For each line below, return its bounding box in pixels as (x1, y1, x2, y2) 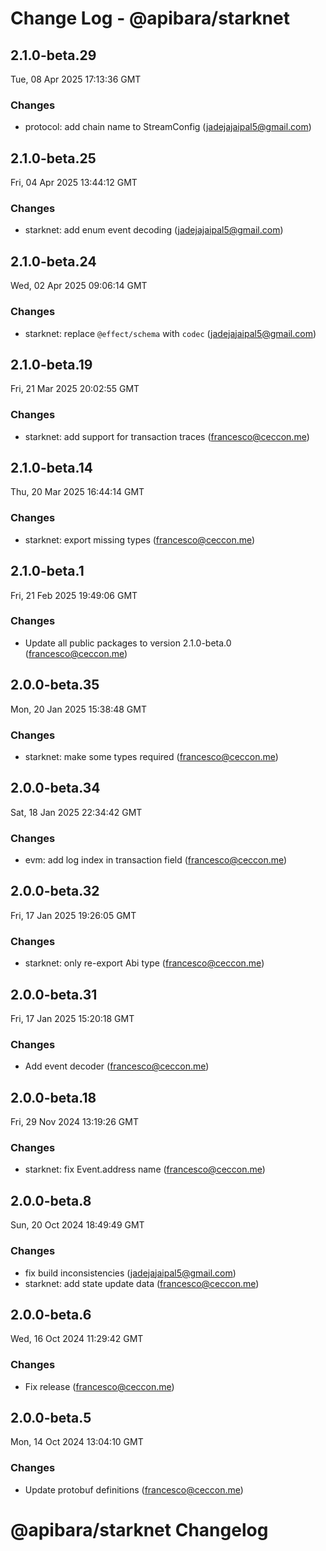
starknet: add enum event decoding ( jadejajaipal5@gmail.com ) (24, 224, 284, 236)
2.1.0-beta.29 (10, 47, 97, 64)
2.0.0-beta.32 (10, 883, 100, 900)
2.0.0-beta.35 (10, 677, 100, 694)
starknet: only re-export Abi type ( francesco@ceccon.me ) (24, 957, 265, 969)
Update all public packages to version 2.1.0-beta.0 (24, 637, 232, 649)
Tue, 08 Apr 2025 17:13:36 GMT (10, 73, 142, 85)
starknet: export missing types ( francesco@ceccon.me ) (24, 533, 256, 546)
